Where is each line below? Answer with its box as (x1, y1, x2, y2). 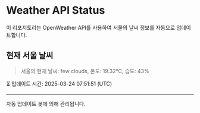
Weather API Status (6, 4, 105, 17)
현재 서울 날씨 (6, 51, 54, 61)
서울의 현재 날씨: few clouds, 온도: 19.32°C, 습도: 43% (20, 67, 150, 74)
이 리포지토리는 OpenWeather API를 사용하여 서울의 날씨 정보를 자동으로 (6, 24, 176, 31)
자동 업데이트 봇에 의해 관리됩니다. (6, 100, 86, 107)
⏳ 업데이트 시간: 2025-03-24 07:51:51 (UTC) (6, 80, 112, 87)
